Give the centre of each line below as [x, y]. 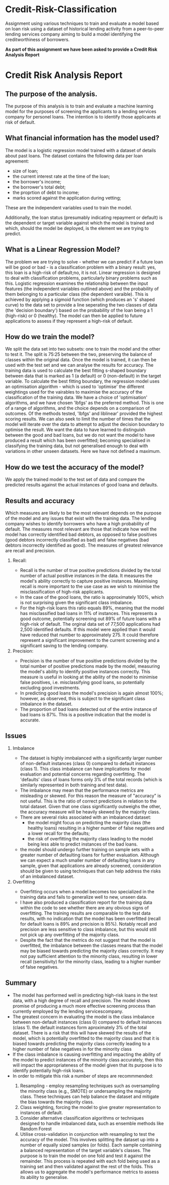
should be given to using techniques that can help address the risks [90, 871]
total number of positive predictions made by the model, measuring [90, 666]
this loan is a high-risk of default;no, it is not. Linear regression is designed [83, 273]
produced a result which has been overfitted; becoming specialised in [78, 441]
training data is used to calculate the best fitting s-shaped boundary [76, 370]
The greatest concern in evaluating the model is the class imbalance [83, 1016]
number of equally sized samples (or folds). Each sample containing [91, 1145]
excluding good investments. [50, 688]
